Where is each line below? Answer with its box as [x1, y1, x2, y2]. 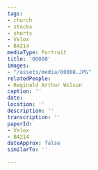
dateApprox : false [7, 140, 60, 147]
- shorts [7, 29, 33, 37]
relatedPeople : [7, 75, 51, 82]
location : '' [7, 101, 45, 108]
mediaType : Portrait [7, 49, 67, 56]
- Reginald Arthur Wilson [7, 82, 82, 88]
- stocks [7, 23, 33, 30]
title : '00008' [7, 56, 51, 63]
